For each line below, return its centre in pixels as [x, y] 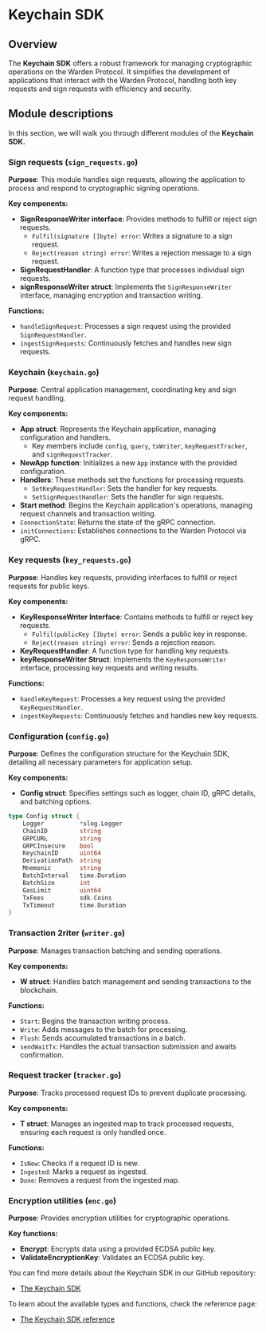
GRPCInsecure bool [58, 846]
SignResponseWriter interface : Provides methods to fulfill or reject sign [138, 219]
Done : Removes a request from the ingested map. [100, 1180]
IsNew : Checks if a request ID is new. [79, 1163]
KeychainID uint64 [62, 853]
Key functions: [33, 1234]
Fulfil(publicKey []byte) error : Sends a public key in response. [139, 634]
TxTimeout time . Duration [74, 905]
